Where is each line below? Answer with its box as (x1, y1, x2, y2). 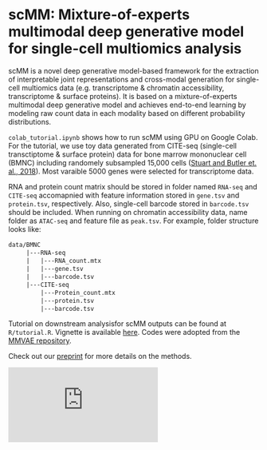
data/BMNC (8, 241, 41, 249)
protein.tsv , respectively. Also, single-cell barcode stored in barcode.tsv (8, 198, 249, 209)
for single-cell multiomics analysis (8, 40, 242, 58)
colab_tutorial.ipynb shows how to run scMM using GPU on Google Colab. (8, 132, 258, 141)
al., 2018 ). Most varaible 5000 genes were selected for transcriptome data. (8, 166, 254, 176)
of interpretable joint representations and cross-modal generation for (8, 74, 235, 84)
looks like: (8, 224, 41, 233)
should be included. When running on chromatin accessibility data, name (8, 207, 248, 217)
